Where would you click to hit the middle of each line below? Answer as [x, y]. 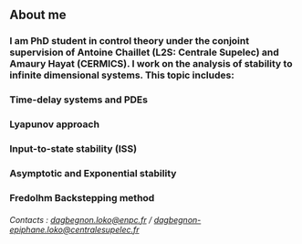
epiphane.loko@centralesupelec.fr [74, 229]
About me [38, 15]
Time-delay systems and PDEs [79, 100]
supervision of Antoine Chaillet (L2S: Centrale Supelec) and [145, 52]
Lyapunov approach [55, 124]
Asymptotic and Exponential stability [93, 173]
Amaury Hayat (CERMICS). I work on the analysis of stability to [151, 64]
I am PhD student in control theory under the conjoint [129, 41]
